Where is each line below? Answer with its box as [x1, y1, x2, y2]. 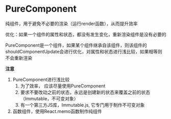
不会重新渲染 [5, 54, 32, 61]
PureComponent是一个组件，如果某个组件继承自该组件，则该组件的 [5, 42, 147, 48]
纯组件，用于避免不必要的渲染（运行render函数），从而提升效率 [5, 20, 138, 26]
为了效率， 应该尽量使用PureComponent [20, 82, 106, 89]
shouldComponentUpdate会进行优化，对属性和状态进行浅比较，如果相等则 [5, 48, 162, 54]
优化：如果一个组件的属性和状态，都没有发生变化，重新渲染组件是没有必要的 [5, 31, 166, 37]
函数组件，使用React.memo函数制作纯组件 [12, 108, 102, 114]
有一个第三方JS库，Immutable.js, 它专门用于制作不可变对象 [20, 102, 145, 108]
